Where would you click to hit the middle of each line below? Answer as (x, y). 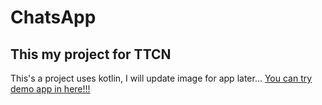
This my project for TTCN (91, 54)
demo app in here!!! (50, 89)
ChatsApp (53, 17)
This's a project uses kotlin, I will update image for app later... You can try (161, 78)
